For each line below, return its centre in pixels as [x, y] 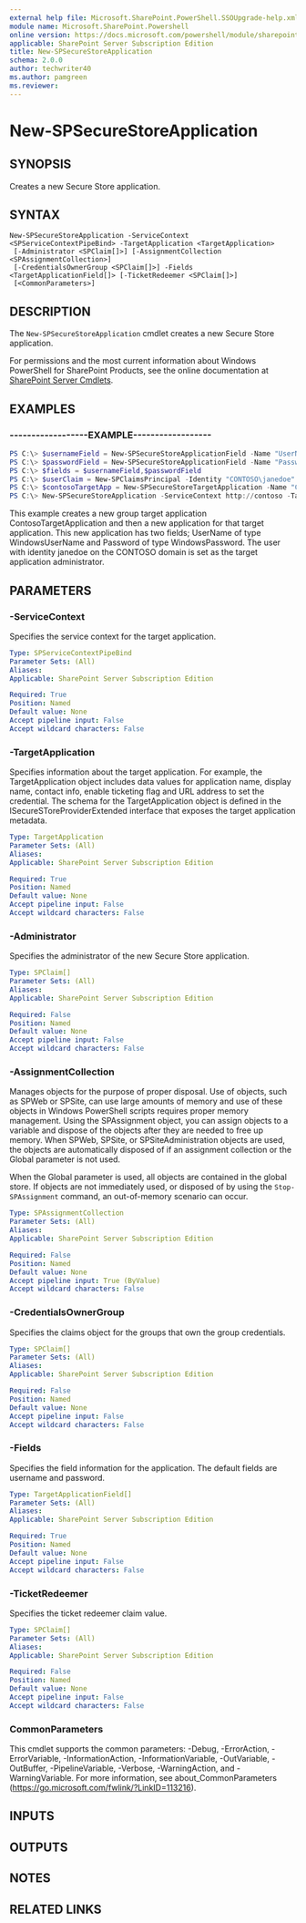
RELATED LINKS [56, 1909]
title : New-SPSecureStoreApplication [81, 52]
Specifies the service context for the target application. [113, 636]
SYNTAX [35, 215]
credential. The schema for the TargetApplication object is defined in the [146, 801]
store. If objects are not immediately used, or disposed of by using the [141, 1187]
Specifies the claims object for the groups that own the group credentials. [148, 1332]
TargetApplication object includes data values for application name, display [150, 782]
